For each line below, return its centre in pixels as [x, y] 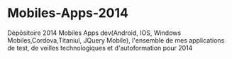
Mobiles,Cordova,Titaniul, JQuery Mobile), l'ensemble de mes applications [116, 40]
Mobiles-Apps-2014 [68, 13]
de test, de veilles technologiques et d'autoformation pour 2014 [100, 48]
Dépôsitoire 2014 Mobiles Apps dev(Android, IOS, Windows [94, 33]
